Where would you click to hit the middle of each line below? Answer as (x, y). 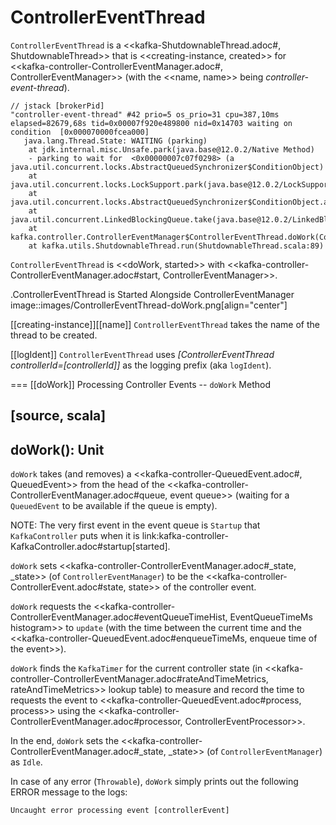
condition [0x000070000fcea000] (80, 132)
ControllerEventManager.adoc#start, (85, 275)
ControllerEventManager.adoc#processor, (96, 722)
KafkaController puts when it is (75, 536)
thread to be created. (54, 335)
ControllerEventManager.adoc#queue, (89, 495)
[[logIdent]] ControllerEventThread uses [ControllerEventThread (142, 354)
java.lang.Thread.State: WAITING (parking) (115, 141)
